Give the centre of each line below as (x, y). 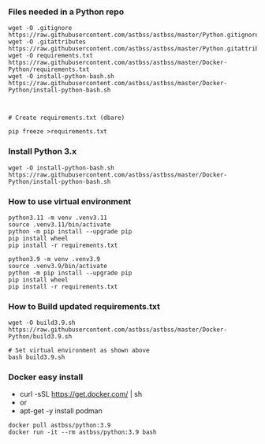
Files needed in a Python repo (66, 12)
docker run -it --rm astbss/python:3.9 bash (82, 432)
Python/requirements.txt (49, 69)
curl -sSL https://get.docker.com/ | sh (81, 394)
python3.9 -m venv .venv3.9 (54, 259)
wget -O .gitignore (40, 28)
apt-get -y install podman (61, 411)
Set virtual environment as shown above (82, 351)
